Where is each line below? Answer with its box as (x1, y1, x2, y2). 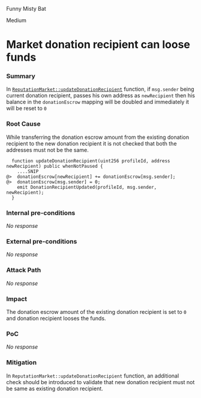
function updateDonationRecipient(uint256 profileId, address (11, 158, 170, 164)
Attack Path (6, 266, 41, 274)
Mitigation (6, 358, 37, 367)
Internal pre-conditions (6, 209, 76, 217)
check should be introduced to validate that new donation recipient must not (6, 378, 195, 385)
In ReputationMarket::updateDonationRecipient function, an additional (6, 372, 179, 379)
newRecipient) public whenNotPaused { (6, 163, 103, 169)
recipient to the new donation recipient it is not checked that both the (6, 139, 177, 147)
